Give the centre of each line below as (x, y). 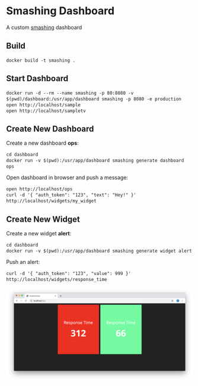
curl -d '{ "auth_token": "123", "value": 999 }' (69, 274)
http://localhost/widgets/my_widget (51, 201)
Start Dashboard (37, 79)
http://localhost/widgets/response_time (57, 280)
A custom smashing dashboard (44, 27)
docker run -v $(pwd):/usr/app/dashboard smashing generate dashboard (95, 161)
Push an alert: (23, 262)
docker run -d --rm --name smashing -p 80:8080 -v (70, 93)
